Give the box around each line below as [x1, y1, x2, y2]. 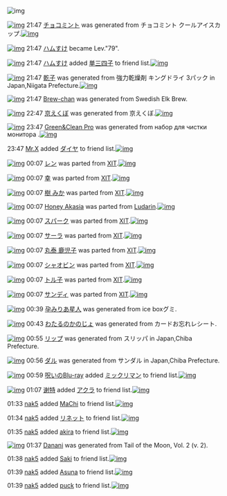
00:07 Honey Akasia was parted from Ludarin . [26, 203, 158, 210]
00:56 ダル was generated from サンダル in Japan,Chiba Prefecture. [26, 356, 220, 365]
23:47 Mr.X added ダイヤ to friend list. [7, 145, 116, 152]
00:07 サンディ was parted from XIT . [26, 291, 130, 298]
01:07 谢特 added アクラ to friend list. [26, 386, 133, 394]
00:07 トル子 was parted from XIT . [26, 275, 125, 284]
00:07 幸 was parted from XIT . [26, 174, 113, 182]
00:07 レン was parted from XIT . [26, 159, 119, 167]
